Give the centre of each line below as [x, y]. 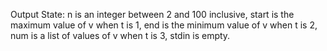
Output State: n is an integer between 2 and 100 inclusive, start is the [152, 14]
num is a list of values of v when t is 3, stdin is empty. [120, 35]
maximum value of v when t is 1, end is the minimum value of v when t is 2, [164, 25]
